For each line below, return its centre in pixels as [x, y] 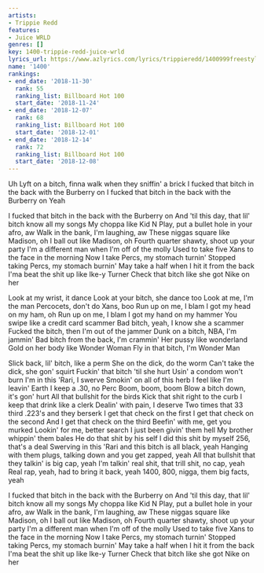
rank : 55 [29, 88]
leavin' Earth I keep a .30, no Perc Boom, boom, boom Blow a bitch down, [127, 388]
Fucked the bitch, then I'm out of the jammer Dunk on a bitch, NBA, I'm [123, 332]
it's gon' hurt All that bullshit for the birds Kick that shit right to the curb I [125, 397]
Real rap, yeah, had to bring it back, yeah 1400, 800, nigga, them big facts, [129, 472]
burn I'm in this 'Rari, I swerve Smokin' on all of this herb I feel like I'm [121, 380]
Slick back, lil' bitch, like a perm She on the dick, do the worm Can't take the [131, 363]
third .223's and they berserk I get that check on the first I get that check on [131, 413]
